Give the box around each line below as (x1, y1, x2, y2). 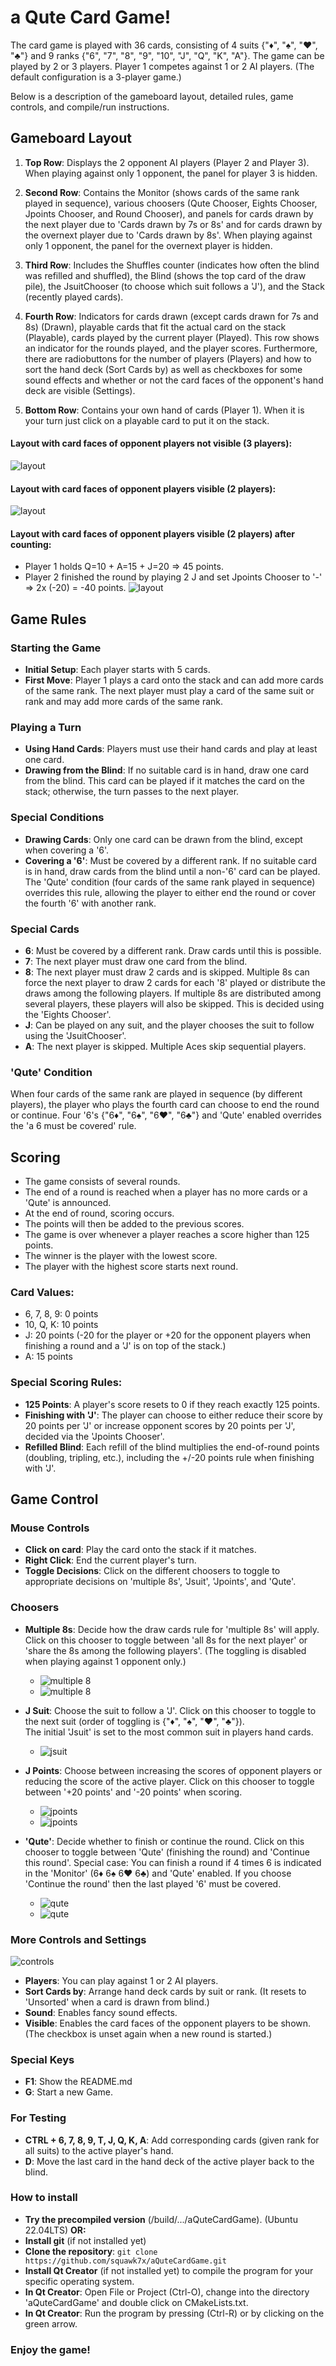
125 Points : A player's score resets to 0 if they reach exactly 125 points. (24, 1398, 320, 1410)
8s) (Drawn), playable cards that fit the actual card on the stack (24, 321, 287, 333)
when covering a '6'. (24, 844, 110, 856)
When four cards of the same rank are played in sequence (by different (10, 1088, 303, 1100)
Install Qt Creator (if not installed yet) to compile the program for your (24, 2264, 314, 2276)
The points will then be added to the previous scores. (24, 1218, 245, 1230)
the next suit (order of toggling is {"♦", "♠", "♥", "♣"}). (24, 1715, 245, 1727)
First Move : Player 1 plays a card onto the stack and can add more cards (24, 674, 324, 686)
